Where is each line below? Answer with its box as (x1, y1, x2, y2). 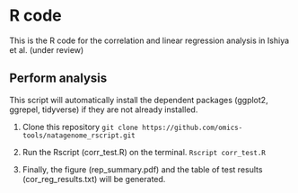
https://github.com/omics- (142, 123, 243, 132)
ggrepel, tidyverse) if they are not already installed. (9, 104, 198, 115)
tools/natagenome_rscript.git (22, 131, 136, 140)
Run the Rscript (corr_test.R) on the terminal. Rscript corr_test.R (22, 146, 267, 157)
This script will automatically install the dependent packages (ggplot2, (9, 94, 268, 105)
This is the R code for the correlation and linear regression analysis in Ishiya (9, 35, 290, 46)
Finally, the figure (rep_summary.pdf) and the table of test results (22, 163, 263, 175)
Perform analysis (9, 71, 108, 86)
